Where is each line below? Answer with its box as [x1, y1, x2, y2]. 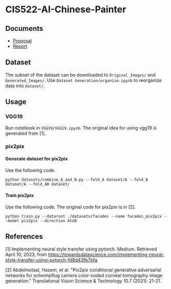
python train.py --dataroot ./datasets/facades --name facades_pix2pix [5, 213, 162, 219]
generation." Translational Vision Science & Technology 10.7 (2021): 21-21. [5, 278, 162, 284]
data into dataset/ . [5, 82, 45, 88]
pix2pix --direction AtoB [21, 218, 77, 223]
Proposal [12, 38, 32, 44]
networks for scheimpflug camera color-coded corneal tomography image [5, 272, 163, 278]
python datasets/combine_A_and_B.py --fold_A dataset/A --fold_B [5, 177, 148, 182]
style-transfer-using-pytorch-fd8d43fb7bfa [5, 257, 98, 263]
